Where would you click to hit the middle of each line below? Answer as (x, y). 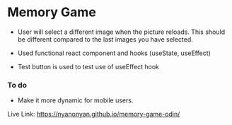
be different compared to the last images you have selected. (105, 39)
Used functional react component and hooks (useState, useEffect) (114, 53)
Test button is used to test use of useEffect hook (88, 66)
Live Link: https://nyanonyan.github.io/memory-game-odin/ (94, 114)
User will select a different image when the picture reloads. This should (121, 32)
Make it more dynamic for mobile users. (75, 100)
